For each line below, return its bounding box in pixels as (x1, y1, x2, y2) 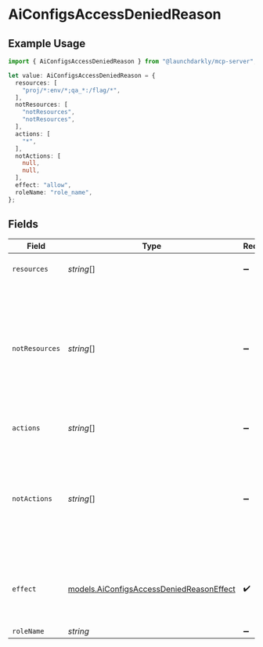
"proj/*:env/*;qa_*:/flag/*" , (22, 86, 121, 94)
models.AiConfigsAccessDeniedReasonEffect (67, 583, 236, 594)
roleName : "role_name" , (15, 188, 92, 196)
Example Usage (8, 37, 86, 50)
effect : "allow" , (15, 181, 72, 189)
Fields (8, 217, 39, 231)
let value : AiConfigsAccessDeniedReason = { (8, 71, 156, 79)
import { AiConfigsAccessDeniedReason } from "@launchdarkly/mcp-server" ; (8, 57, 258, 65)
